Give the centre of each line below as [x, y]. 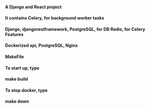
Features [14, 34]
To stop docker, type [26, 90]
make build [17, 79]
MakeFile [15, 57]
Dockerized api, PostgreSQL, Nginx [42, 45]
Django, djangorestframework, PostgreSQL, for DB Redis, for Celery [75, 29]
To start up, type [22, 68]
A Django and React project [33, 7]
